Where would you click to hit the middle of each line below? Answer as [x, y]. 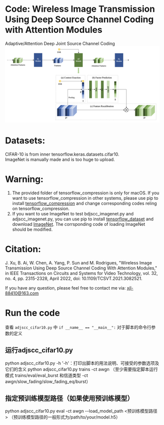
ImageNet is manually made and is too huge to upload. [60, 159]
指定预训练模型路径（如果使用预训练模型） [69, 398]
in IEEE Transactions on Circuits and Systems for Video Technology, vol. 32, [82, 273]
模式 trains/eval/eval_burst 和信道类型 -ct [47, 375]
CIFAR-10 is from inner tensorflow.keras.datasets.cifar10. [62, 154]
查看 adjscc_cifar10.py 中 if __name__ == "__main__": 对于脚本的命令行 [78, 327]
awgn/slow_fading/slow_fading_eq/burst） [48, 381]
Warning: [24, 179]
